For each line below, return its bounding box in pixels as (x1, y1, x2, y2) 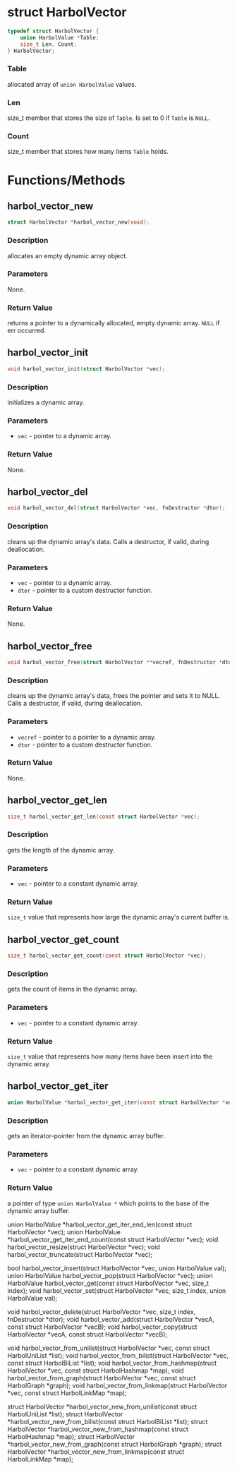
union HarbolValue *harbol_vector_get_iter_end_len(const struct (7, 1220, 193, 1229)
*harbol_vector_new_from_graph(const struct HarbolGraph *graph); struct (7, 1440, 222, 1448)
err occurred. (7, 326, 46, 335)
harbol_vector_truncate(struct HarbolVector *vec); (7, 1250, 153, 1258)
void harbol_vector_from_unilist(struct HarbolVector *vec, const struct (7, 1344, 210, 1352)
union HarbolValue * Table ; (20, 34, 99, 41)
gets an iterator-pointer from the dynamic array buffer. (7, 1131, 166, 1140)
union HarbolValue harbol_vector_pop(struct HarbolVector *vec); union (7, 1271, 213, 1279)
